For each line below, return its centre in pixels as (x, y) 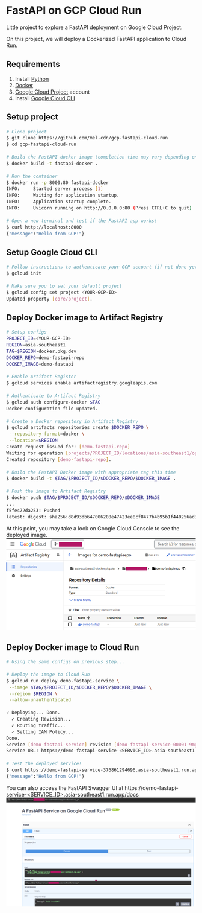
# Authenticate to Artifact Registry (54, 396)
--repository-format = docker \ (47, 434)
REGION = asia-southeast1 (36, 345)
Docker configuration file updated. (52, 409)
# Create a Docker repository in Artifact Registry (72, 421)
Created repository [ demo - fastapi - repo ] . (59, 459)
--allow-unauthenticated (40, 700)
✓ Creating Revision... (41, 719)
